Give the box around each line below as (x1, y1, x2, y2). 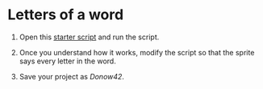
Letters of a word (7, 6, 124, 24)
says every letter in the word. (19, 56, 116, 66)
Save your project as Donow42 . (19, 71, 124, 81)
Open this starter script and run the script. (19, 32, 160, 42)
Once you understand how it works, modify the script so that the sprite (19, 47, 255, 57)
